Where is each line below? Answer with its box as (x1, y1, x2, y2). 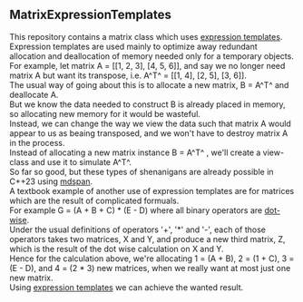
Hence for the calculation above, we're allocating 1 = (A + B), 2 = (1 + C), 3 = (9, 253, 295, 264)
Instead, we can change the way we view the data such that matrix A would (9, 118, 292, 129)
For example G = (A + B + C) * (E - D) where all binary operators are (9, 204, 263, 216)
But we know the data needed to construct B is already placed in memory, (9, 99, 286, 110)
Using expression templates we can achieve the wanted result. (9, 281, 244, 293)
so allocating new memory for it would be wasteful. (9, 108, 201, 119)
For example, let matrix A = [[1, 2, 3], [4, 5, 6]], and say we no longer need (9, 60, 286, 71)
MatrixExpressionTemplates (9, 7, 172, 23)
